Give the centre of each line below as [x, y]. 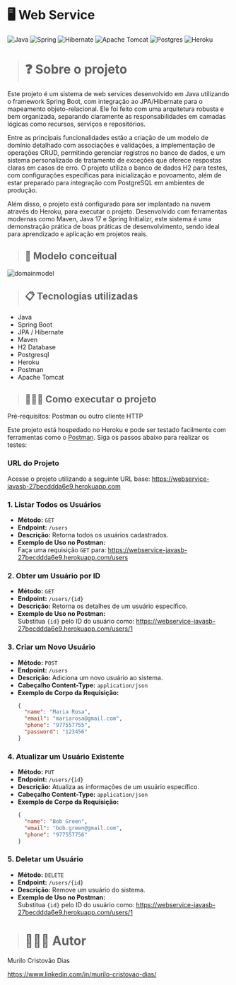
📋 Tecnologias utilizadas [81, 297]
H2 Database [37, 347]
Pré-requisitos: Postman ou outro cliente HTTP [75, 416]
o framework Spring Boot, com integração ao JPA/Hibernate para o [105, 101]
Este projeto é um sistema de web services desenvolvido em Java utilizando [118, 93]
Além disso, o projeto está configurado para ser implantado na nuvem [109, 204]
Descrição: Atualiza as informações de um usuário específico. [108, 787]
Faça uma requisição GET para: [62, 549]
